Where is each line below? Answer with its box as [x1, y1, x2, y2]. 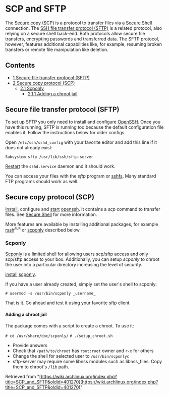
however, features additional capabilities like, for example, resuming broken [5, 41, 162, 47]
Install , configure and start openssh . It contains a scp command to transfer [5, 206, 160, 212]
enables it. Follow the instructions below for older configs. [5, 129, 126, 135]
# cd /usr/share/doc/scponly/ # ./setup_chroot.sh [5, 333, 113, 338]
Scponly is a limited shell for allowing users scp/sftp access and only [5, 251, 148, 257]
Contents [5, 61, 35, 70]
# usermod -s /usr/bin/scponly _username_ [5, 291, 96, 296]
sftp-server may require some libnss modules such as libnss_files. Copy [12, 358, 162, 364]
